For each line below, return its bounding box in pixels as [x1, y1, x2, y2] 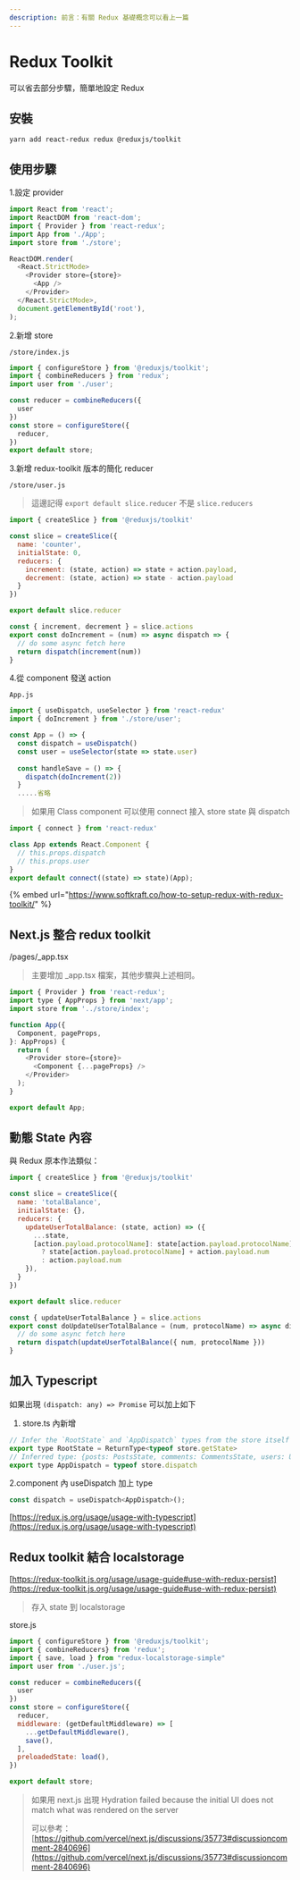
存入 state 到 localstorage [30, 1602, 126, 1613]
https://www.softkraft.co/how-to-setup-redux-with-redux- [68, 889, 284, 900]
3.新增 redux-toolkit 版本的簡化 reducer [9, 463, 154, 474]
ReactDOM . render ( [9, 254, 74, 264]
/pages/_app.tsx [9, 951, 69, 962]
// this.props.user [17, 856, 90, 865]
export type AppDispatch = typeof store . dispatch [9, 1461, 198, 1470]
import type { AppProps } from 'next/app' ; [9, 996, 174, 1006]
